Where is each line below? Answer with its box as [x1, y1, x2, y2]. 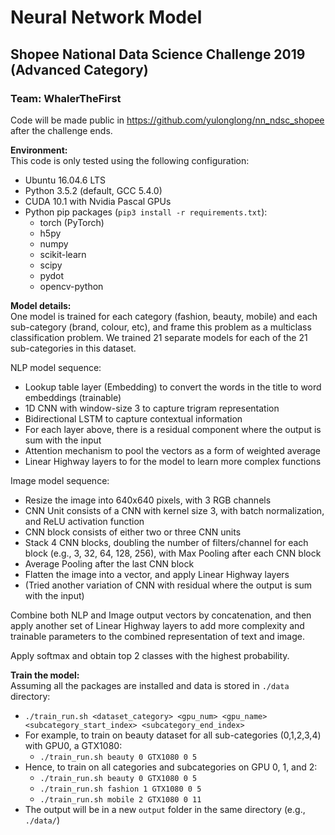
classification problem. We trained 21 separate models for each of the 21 [10, 331, 308, 343]
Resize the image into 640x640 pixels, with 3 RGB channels [24, 494, 272, 506]
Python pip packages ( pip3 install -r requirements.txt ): [24, 206, 268, 218]
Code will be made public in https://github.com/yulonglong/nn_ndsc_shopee [10, 114, 325, 126]
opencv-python [39, 280, 104, 292]
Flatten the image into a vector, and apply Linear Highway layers [24, 568, 290, 580]
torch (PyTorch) [39, 216, 105, 228]
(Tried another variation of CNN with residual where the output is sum [24, 579, 312, 591]
